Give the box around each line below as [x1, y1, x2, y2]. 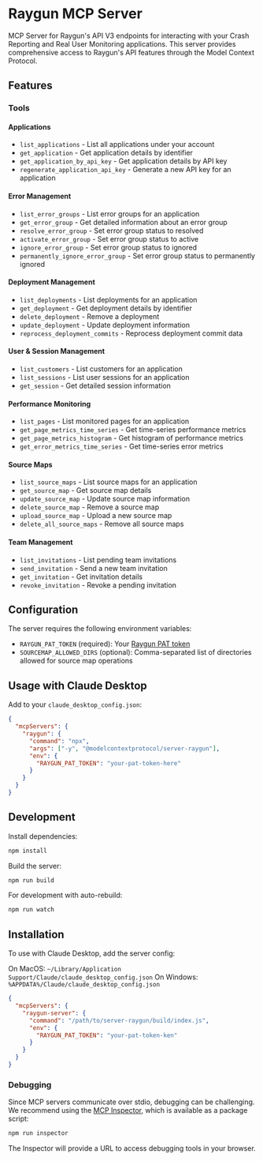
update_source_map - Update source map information [19, 494, 191, 504]
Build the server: [8, 861, 61, 870]
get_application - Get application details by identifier [19, 148, 193, 158]
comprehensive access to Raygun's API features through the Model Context [8, 47, 254, 57]
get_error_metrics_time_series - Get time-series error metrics [19, 441, 224, 451]
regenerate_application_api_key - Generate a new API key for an [19, 165, 232, 175]
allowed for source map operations [19, 656, 133, 666]
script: [8, 1114, 29, 1124]
